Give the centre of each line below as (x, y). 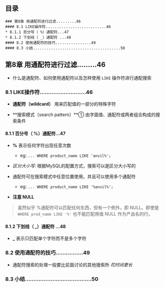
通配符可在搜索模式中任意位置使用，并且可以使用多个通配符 (74, 176)
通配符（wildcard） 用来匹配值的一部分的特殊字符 (64, 104)
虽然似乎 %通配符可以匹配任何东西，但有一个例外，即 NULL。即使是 (88, 208)
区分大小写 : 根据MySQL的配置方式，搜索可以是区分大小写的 (74, 166)
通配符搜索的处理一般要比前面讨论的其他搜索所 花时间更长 (72, 264)
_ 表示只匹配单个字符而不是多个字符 (49, 238)
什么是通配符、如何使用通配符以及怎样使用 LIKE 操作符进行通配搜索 (82, 78)
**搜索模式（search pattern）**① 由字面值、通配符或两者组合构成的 (84, 115)
